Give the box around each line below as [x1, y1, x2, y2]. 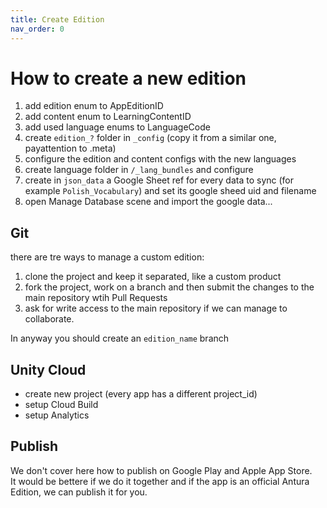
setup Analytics [24, 409, 90, 421]
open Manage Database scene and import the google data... [24, 196, 273, 208]
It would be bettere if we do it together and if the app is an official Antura [10, 475, 310, 487]
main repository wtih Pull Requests [24, 292, 168, 304]
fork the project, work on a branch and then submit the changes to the [24, 281, 315, 293]
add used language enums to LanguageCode [24, 121, 211, 133]
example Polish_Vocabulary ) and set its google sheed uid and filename [24, 185, 317, 197]
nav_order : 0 [10, 24, 65, 34]
